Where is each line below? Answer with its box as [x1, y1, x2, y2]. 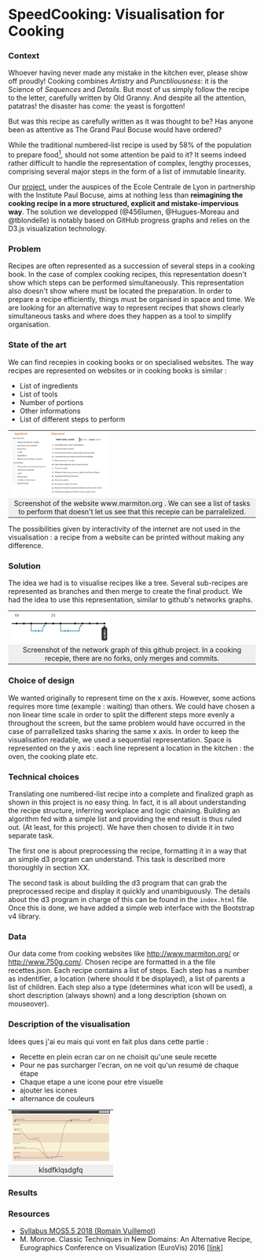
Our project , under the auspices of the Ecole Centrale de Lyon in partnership [8, 182, 255, 192]
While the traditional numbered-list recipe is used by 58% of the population [8, 140, 252, 150]
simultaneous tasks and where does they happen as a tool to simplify [8, 311, 232, 321]
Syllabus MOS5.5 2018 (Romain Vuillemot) [19, 1225, 156, 1236]
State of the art [8, 340, 67, 351]
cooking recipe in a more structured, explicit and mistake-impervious [8, 199, 240, 208]
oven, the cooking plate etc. [8, 751, 98, 761]
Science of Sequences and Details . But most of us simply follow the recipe [8, 85, 250, 94]
